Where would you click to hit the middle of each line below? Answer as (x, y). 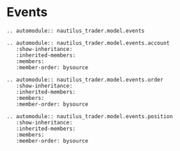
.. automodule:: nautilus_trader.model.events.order (85, 80)
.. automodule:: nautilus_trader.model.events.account (88, 43)
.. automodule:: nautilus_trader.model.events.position (90, 116)
